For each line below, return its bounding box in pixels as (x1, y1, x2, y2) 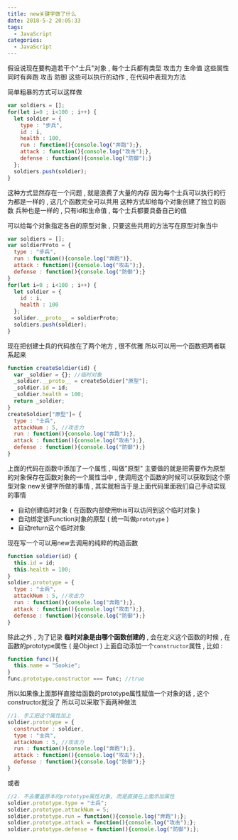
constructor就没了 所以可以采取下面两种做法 (7, 698, 137, 707)
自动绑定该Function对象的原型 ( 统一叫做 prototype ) (17, 514, 169, 523)
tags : (7, 23, 23, 31)
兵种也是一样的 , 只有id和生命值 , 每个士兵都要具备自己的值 (15, 206, 187, 214)
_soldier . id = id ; (13, 384, 69, 391)
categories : (7, 37, 43, 44)
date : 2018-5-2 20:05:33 (7, 17, 81, 24)
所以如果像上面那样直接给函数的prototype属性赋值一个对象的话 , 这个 (7, 689, 210, 697)
